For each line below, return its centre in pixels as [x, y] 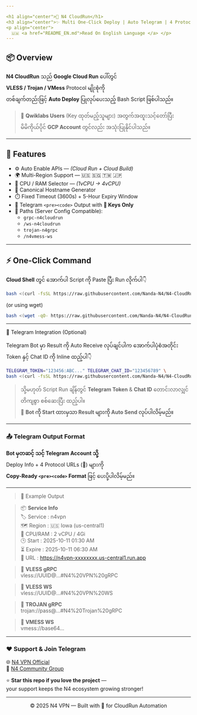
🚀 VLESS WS [36, 587]
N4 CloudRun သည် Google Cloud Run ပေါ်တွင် [62, 76]
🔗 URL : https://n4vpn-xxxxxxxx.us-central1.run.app [83, 558]
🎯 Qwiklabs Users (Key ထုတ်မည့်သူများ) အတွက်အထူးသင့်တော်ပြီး [97, 116]
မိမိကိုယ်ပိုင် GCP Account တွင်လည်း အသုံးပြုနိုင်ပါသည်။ [85, 127]
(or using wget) [25, 305]
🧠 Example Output [42, 496]
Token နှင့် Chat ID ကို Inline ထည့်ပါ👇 [49, 357]
